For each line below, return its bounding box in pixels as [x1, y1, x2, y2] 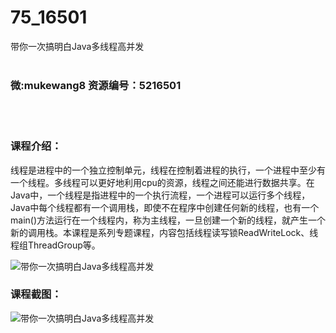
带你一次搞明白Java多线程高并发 [10, 40, 145, 52]
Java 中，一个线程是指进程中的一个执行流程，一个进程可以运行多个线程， [10, 189, 311, 201]
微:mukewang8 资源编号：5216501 [10, 78, 182, 92]
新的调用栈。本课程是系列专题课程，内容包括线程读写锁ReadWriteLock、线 [10, 226, 319, 238]
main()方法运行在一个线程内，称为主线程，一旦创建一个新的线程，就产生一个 [10, 214, 326, 226]
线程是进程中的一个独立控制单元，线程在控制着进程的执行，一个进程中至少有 [10, 164, 326, 176]
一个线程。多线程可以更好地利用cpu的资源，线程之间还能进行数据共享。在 [10, 176, 315, 188]
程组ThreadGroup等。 [10, 239, 101, 251]
